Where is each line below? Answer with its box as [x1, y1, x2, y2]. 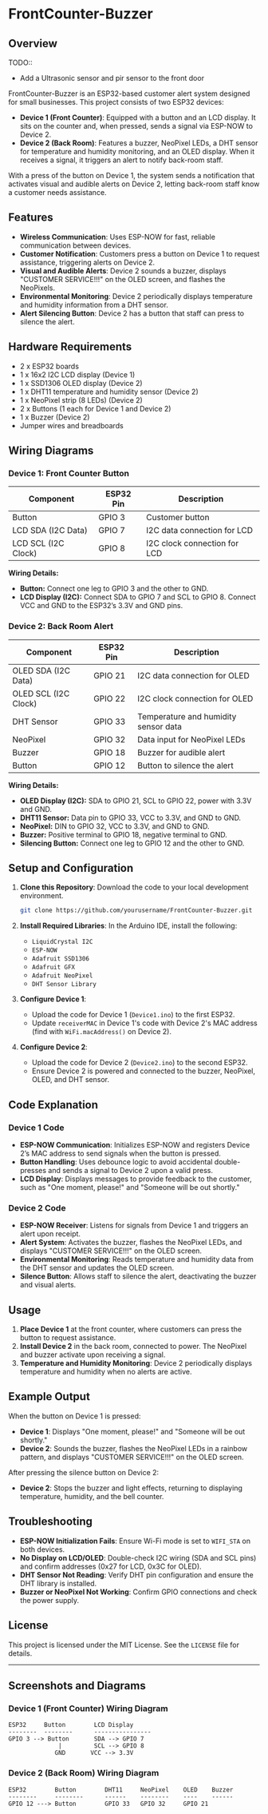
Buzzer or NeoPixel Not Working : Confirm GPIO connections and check [19, 1587, 258, 1597]
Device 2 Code [8, 1202, 66, 1213]
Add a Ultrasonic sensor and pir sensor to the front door [19, 74, 205, 82]
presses [19, 1165, 46, 1175]
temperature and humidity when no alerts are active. [19, 1367, 193, 1377]
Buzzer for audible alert [137, 746, 226, 758]
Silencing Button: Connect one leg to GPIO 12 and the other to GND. [19, 838, 245, 848]
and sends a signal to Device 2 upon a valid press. [47, 1165, 214, 1175]
